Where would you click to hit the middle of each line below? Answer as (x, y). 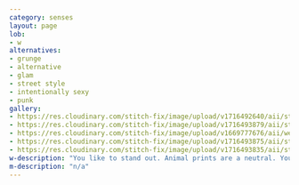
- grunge (25, 59)
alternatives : (36, 51)
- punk (21, 100)
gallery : (25, 109)
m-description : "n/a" (49, 166)
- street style (37, 84)
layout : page (33, 26)
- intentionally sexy (49, 92)
